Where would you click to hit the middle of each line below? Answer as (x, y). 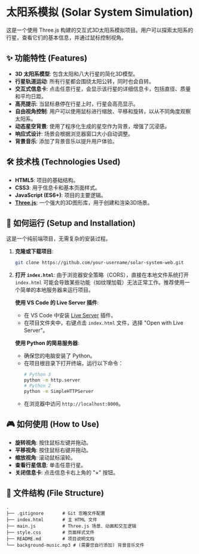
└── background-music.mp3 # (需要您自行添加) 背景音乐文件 (75, 546)
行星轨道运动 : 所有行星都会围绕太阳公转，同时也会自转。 (84, 81)
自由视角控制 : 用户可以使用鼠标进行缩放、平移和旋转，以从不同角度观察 (103, 111)
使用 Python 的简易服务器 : (47, 343)
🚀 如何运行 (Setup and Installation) (71, 223)
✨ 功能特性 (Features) (47, 58)
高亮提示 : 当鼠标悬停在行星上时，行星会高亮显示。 (76, 104)
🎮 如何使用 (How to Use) (53, 424)
